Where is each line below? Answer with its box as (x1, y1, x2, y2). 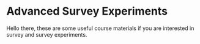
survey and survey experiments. (6, 31, 87, 38)
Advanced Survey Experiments (6, 4, 168, 18)
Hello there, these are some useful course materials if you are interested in (6, 24, 194, 32)
